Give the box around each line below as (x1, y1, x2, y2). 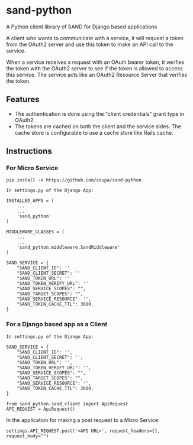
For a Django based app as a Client (6, 320, 108, 329)
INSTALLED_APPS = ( (6, 198, 54, 204)
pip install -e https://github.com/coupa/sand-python (6, 177, 142, 183)
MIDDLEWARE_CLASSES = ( (6, 229, 65, 235)
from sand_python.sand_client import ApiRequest (6, 401, 128, 407)
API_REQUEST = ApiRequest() (6, 406, 76, 412)
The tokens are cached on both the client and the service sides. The (14, 122, 182, 130)
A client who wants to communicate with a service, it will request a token (6, 34, 184, 41)
